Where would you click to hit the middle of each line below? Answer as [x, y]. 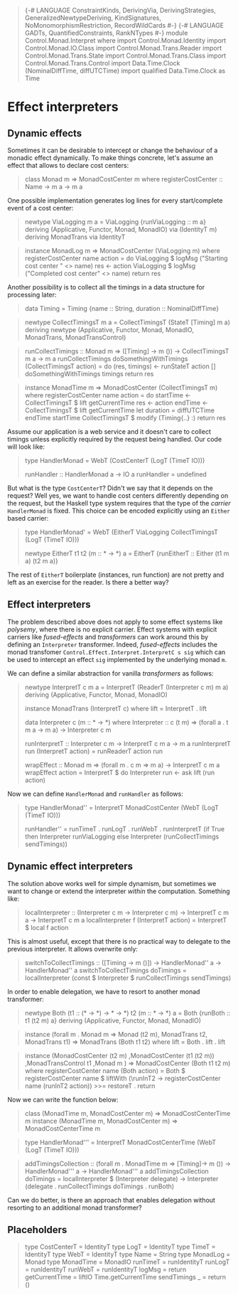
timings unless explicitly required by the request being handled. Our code [115, 439]
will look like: [26, 447]
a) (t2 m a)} [42, 561]
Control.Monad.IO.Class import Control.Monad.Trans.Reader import [123, 48]
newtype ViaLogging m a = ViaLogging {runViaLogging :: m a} [115, 222]
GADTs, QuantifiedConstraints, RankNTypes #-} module [106, 33]
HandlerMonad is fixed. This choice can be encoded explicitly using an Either [119, 511]
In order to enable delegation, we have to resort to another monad [104, 991]
